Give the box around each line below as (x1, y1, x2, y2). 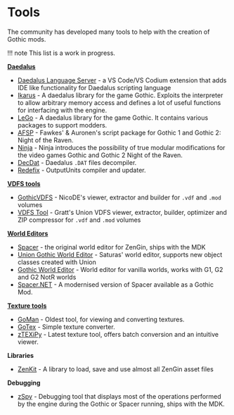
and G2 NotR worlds (17, 273, 77, 281)
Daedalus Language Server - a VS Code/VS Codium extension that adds (17, 75, 227, 85)
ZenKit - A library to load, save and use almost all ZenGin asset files (17, 364, 214, 373)
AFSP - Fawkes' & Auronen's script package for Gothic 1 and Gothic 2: (17, 128, 221, 137)
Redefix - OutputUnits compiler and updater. (17, 166, 146, 174)
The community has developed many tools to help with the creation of (7, 27, 210, 36)
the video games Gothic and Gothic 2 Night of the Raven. (17, 151, 183, 159)
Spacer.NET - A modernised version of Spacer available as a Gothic (17, 280, 214, 289)
